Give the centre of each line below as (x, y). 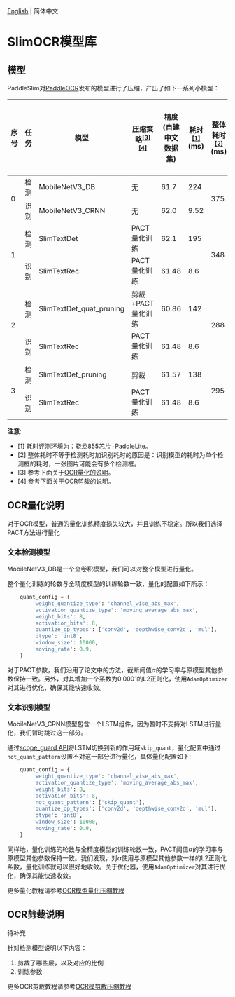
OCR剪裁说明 (36, 915)
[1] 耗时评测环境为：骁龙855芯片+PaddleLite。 (84, 446)
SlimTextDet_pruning (73, 374)
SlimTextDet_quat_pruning (81, 309)
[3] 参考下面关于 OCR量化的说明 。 (66, 472)
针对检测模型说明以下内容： (47, 948)
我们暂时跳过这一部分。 (53, 733)
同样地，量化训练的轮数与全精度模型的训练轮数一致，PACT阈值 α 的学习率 (112, 849)
